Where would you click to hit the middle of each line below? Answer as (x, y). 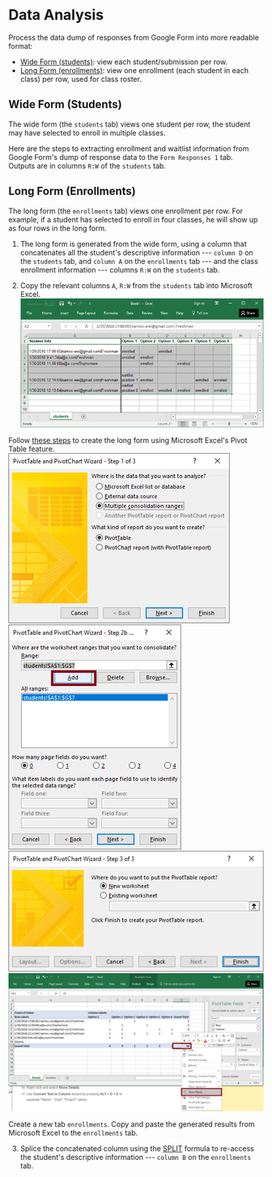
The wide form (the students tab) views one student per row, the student (130, 124)
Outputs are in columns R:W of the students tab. (87, 166)
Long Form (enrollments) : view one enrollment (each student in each (134, 70)
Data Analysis (56, 15)
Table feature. (32, 449)
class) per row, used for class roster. (81, 79)
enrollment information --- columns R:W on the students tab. (120, 269)
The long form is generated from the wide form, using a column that (133, 244)
